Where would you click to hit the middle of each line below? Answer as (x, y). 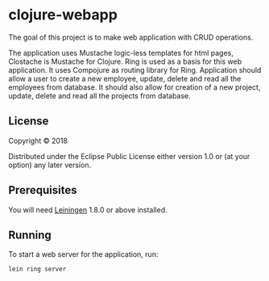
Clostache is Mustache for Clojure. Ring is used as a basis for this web (125, 61)
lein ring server (37, 269)
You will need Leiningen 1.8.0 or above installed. (88, 210)
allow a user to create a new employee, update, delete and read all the (125, 78)
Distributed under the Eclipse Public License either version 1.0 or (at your (129, 156)
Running (30, 235)
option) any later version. (50, 165)
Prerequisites (43, 190)
